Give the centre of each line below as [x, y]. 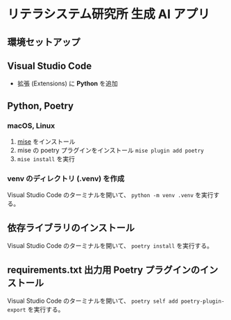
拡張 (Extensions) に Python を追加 [67, 83]
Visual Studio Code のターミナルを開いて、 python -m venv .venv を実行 [110, 195]
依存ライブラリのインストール [71, 227]
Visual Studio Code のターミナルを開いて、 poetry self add [93, 301]
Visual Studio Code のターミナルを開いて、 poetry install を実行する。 [110, 246]
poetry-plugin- [203, 301]
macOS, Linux [31, 126]
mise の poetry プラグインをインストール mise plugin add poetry [111, 151]
